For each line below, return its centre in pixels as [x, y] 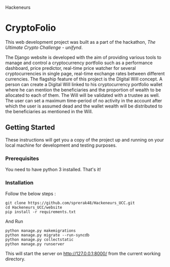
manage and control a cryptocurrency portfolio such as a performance [79, 63]
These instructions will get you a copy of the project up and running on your [84, 140]
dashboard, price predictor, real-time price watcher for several [71, 68]
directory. [15, 259]
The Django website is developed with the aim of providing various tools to [83, 57]
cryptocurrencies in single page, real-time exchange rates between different [85, 73]
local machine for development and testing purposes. [61, 145]
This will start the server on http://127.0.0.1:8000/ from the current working [83, 254]
